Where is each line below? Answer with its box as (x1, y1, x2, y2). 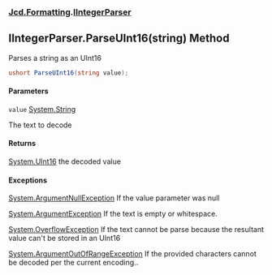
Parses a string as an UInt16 (8, 53, 101, 62)
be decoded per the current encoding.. (8, 258, 139, 268)
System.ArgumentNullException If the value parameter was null (8, 193, 220, 203)
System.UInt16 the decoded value (8, 157, 122, 166)
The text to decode (8, 120, 72, 130)
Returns (8, 139, 37, 148)
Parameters (8, 86, 49, 96)
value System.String (8, 104, 76, 114)
